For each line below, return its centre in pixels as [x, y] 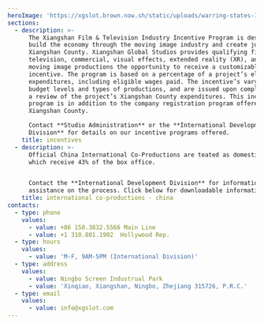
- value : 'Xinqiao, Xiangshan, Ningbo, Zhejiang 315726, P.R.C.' [138, 286]
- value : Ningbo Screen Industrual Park [95, 279]
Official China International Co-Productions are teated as [129, 155]
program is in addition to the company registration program [131, 104]
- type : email [37, 293]
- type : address [41, 264]
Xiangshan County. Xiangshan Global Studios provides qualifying [138, 52]
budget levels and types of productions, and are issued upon [132, 89]
